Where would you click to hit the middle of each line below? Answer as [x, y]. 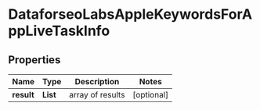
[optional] [151, 95]
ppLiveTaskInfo [59, 31]
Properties [34, 60]
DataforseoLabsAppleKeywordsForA [130, 14]
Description [97, 82]
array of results [97, 95]
